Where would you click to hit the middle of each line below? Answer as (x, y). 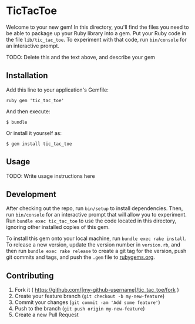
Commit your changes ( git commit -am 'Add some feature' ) (87, 302)
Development (31, 194)
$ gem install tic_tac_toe (39, 144)
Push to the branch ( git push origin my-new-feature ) (80, 309)
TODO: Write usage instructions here (51, 176)
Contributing (30, 276)
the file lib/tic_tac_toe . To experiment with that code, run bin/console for (96, 39)
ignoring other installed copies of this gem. (58, 227)
